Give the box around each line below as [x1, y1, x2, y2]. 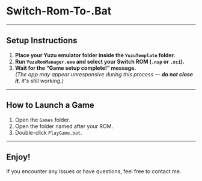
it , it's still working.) [14, 77, 64, 84]
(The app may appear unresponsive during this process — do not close [14, 70, 194, 78]
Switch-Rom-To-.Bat [6, 4, 112, 18]
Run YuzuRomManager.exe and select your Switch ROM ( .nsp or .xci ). [14, 58, 185, 65]
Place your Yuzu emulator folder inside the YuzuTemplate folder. [14, 51, 176, 58]
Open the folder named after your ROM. [14, 122, 114, 130]
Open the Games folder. [14, 116, 70, 123]
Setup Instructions [6, 35, 78, 46]
